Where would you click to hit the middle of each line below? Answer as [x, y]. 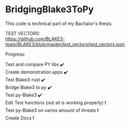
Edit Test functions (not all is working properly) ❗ [56, 103]
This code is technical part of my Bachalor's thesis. [59, 23]
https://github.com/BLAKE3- [35, 39]
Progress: [15, 54]
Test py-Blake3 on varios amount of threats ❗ [52, 110]
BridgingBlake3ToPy [50, 9]
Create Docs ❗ [20, 118]
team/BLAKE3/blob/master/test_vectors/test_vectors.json [65, 44]
